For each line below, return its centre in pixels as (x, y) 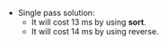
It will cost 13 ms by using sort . (88, 22)
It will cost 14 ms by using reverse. (95, 31)
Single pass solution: (56, 13)
